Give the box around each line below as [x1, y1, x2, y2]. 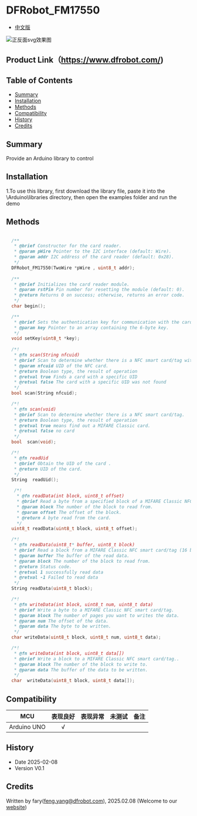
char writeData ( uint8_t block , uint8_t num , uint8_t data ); [11, 634, 161, 640]
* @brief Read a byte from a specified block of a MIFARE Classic [16, 499, 182, 505]
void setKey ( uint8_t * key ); [11, 335, 80, 341]
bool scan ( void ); [11, 439, 57, 445]
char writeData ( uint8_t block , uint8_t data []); [11, 678, 135, 684]
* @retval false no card [13, 428, 75, 434]
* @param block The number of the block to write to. [13, 661, 148, 667]
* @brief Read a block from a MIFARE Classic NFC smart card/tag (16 [13, 548, 188, 553]
